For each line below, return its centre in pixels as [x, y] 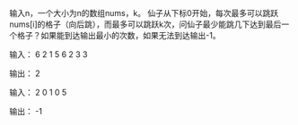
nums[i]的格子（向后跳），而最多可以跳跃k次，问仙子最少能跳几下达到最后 [145, 24]
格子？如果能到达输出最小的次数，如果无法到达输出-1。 [119, 35]
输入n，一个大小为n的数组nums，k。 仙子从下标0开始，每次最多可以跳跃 [144, 13]
